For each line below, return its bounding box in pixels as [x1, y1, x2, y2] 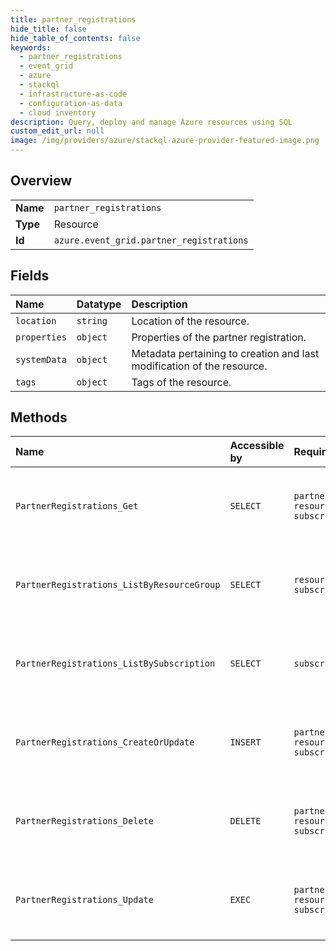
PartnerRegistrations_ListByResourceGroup [15, 579, 221, 591]
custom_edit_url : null [10, 126, 105, 136]
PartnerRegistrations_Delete [15, 816, 154, 827]
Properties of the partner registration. [131, 330, 307, 344]
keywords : [10, 42, 52, 53]
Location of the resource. [131, 314, 250, 328]
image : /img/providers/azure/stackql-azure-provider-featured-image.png [10, 136, 320, 146]
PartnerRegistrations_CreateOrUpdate [15, 737, 195, 748]
